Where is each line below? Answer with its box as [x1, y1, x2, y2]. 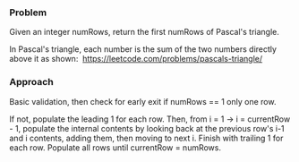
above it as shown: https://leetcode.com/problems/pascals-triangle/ [9, 54, 263, 64]
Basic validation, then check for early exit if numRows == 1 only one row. [9, 96, 277, 107]
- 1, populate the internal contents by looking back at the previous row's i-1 [9, 123, 285, 133]
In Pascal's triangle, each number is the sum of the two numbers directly [9, 44, 278, 55]
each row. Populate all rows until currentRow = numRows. [9, 141, 222, 153]
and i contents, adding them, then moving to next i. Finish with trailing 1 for [9, 132, 284, 143]
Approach [9, 76, 54, 89]
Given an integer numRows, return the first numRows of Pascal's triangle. [9, 27, 279, 38]
